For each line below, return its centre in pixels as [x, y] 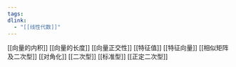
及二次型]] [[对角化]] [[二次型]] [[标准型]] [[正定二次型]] [88, 56]
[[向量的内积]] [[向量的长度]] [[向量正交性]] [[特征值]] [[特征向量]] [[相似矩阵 [118, 48]
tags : [15, 14]
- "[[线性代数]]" [37, 27]
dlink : [17, 20]
